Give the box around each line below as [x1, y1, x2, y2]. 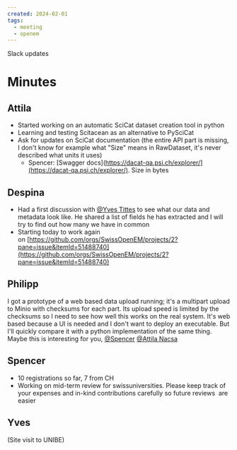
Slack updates [7, 49, 50, 58]
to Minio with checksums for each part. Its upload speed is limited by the [7, 304, 219, 313]
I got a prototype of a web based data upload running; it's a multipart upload [7, 297, 230, 305]
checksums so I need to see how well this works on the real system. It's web [7, 312, 231, 320]
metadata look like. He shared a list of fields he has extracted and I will [17, 213, 224, 221]
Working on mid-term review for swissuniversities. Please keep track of [17, 381, 226, 389]
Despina [7, 186, 45, 199]
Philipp [7, 278, 39, 290]
